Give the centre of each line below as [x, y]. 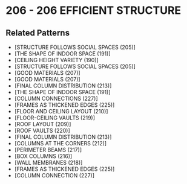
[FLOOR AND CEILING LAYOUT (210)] [61, 111]
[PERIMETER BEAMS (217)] [48, 150]
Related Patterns [38, 33]
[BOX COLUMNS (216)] [43, 156]
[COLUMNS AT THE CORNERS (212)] [61, 143]
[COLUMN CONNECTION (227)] [54, 175]
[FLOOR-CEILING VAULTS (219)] [54, 118]
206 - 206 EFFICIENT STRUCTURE [93, 11]
